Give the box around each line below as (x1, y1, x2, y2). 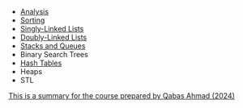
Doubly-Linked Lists (19, 32, 87, 42)
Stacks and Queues (19, 41, 86, 51)
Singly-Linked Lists (19, 24, 84, 33)
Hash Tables (19, 58, 62, 68)
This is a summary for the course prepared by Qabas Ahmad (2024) (8, 91, 235, 100)
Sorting (19, 15, 45, 25)
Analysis (19, 7, 49, 16)
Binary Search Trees (19, 50, 89, 59)
